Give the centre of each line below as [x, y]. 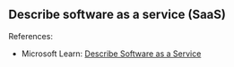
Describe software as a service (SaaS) [117, 15]
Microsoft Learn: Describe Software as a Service [111, 54]
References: [30, 36]
